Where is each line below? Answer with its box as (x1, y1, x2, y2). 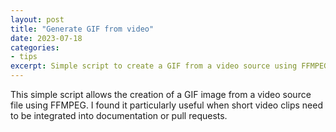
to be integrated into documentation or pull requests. (10, 110, 228, 121)
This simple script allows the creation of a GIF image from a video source (10, 89, 312, 100)
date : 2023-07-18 (10, 33, 83, 43)
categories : (10, 42, 60, 53)
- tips (10, 52, 38, 62)
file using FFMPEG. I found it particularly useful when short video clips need (10, 99, 323, 111)
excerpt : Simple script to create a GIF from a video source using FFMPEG (10, 61, 329, 71)
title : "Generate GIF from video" (10, 24, 155, 34)
